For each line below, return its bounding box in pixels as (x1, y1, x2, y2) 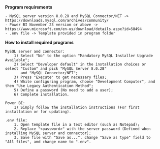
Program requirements (5, 4, 53, 10)
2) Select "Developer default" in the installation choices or (14, 62, 147, 67)
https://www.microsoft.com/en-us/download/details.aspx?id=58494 (5, 27, 142, 31)
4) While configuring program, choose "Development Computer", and (14, 79, 155, 84)
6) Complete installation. (14, 92, 69, 97)
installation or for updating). (5, 109, 71, 114)
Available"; (5, 58, 30, 62)
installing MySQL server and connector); (5, 131, 92, 136)
